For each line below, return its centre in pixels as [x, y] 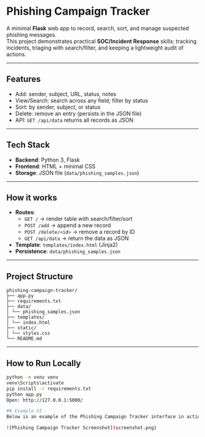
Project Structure [40, 276]
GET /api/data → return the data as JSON [77, 238]
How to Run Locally [44, 363]
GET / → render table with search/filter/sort [78, 219]
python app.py [24, 394]
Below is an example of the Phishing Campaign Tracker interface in [95, 417]
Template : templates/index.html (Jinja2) [67, 245]
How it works [32, 197]
